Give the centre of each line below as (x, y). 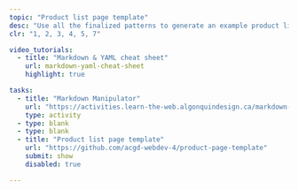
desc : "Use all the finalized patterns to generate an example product (144, 26)
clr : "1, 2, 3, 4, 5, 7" (55, 34)
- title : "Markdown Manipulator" (79, 98)
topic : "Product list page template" (79, 17)
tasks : (21, 90)
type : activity (53, 115)
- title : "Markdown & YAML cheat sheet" (93, 58)
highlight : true (55, 75)
